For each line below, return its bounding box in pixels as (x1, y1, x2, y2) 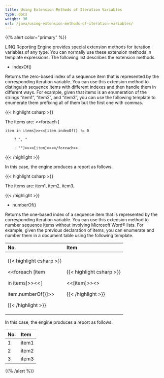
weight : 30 (5, 16, 28, 21)
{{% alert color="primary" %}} (5, 34, 67, 40)
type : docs (5, 12, 28, 17)
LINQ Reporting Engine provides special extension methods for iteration (5, 44, 151, 50)
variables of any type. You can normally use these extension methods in (5, 49, 152, 55)
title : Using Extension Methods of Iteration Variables (5, 7, 122, 12)
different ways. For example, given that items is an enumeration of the (5, 89, 147, 95)
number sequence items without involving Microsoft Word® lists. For (5, 222, 144, 228)
